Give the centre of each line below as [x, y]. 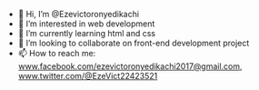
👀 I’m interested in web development [86, 24]
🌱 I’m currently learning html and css [87, 33]
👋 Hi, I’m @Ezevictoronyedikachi [78, 14]
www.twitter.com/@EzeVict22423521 [88, 76]
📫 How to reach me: [57, 53]
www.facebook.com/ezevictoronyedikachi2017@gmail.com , [130, 66]
